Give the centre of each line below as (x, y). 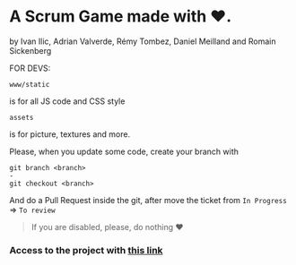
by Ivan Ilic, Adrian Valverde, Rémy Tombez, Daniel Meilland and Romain (143, 41)
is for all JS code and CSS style (67, 101)
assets (22, 117)
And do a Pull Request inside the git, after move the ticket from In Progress (148, 200)
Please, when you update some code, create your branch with (124, 151)
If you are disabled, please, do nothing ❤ (107, 227)
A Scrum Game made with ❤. (121, 17)
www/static (30, 84)
